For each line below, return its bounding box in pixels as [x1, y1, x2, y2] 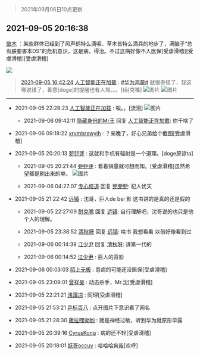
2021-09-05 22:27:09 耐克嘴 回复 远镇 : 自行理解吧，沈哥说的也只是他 [23, 208, 194, 215]
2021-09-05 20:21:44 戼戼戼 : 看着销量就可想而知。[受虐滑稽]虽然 [23, 162, 186, 169]
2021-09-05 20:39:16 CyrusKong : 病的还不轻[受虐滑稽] [14, 329, 152, 336]
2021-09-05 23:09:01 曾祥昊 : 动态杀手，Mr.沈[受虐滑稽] [14, 278, 153, 285]
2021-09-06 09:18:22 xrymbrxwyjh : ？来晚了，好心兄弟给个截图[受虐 [14, 129, 186, 136]
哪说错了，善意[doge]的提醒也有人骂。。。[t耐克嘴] [20, 86, 142, 93]
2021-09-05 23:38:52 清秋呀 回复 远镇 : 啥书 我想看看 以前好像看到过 [23, 228, 192, 235]
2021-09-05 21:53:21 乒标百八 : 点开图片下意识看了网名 [14, 304, 151, 311]
